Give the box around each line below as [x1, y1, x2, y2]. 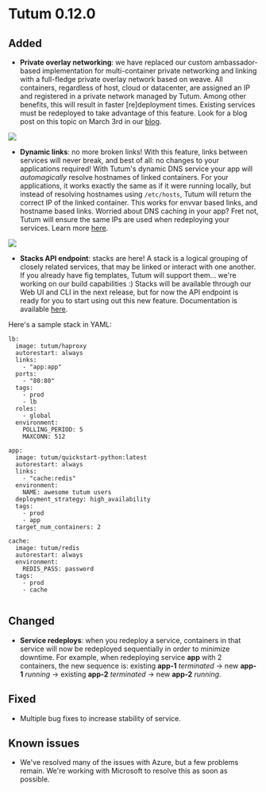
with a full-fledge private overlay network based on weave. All [19, 75, 224, 84]
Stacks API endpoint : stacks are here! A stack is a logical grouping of [19, 254, 249, 263]
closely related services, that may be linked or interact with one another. [19, 262, 256, 271]
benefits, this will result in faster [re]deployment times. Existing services [19, 100, 256, 109]
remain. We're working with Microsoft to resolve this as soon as [19, 766, 228, 776]
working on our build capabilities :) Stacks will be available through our [19, 279, 252, 288]
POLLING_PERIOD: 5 [22, 426, 83, 434]
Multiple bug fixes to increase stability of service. [19, 713, 181, 723]
